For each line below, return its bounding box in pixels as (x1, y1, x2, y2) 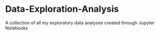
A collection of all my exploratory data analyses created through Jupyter (5, 20, 154, 26)
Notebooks (5, 25, 28, 31)
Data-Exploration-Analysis (5, 3, 119, 15)
